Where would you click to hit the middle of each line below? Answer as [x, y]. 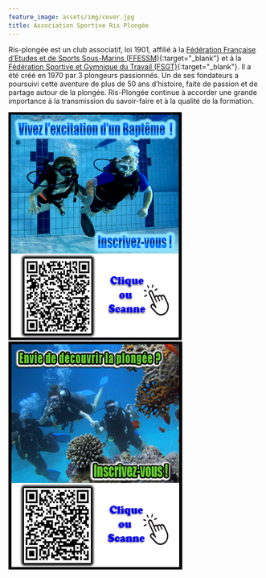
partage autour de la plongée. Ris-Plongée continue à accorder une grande [133, 92]
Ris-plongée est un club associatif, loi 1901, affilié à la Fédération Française [132, 49]
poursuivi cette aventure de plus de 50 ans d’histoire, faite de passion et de [133, 84]
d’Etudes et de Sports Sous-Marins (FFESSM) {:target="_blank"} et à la [125, 58]
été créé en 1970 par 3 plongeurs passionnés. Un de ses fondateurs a [124, 75]
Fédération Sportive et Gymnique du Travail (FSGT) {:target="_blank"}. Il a [130, 66]
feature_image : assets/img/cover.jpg [72, 17]
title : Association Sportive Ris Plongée [79, 25]
